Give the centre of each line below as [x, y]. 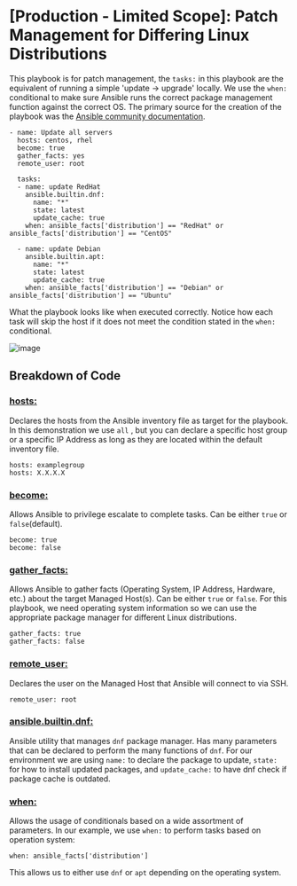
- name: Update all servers [61, 132]
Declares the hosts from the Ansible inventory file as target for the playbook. [149, 420]
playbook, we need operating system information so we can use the [133, 608]
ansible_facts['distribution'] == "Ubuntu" [91, 295]
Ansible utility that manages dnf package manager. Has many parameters [143, 741]
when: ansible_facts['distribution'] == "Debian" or [125, 287]
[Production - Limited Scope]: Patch [144, 16]
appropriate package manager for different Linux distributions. [123, 617]
